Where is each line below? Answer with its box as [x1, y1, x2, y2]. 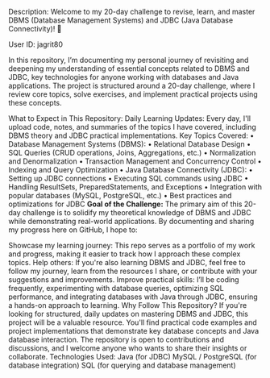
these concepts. [8, 98, 62, 107]
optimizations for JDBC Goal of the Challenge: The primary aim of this [8, 199, 243, 209]
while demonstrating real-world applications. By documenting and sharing [8, 217, 255, 226]
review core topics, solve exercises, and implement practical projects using [8, 89, 258, 99]
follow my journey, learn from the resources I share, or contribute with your [8, 266, 258, 276]
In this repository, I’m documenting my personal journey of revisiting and [8, 56, 249, 64]
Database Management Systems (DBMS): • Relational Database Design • [8, 139, 251, 148]
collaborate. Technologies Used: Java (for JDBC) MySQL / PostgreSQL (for [8, 352, 257, 361]
